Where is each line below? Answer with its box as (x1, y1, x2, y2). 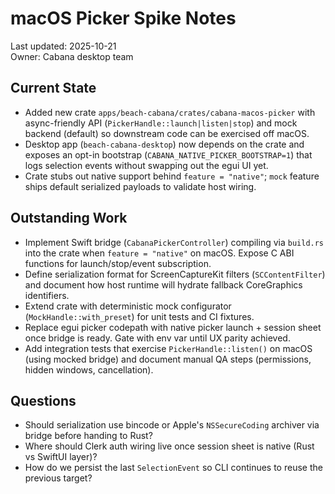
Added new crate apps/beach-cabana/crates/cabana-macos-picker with (24, 106, 316, 118)
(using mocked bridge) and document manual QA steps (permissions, (24, 353, 312, 365)
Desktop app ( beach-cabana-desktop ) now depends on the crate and (24, 138, 305, 150)
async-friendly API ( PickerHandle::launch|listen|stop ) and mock (24, 117, 298, 129)
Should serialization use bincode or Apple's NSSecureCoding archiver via (24, 419, 320, 431)
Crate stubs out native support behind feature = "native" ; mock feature (24, 170, 320, 182)
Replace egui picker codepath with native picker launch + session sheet (24, 321, 322, 333)
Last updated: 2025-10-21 (10, 40, 117, 52)
